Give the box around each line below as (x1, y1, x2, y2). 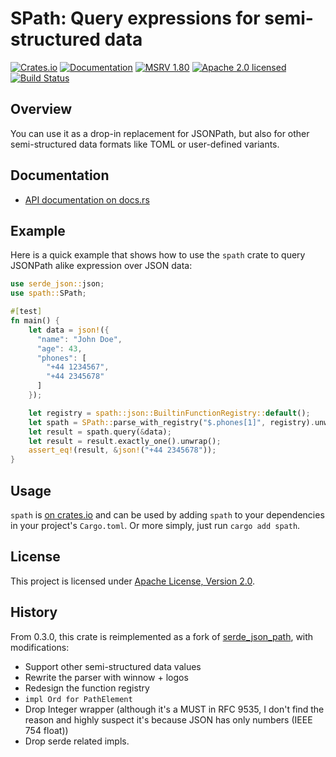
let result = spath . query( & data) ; (28, 427, 172, 437)
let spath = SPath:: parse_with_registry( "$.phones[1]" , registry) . (28, 417, 315, 427)
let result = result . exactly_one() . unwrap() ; (28, 436, 222, 446)
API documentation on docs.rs (24, 193, 150, 206)
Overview (10, 101, 73, 118)
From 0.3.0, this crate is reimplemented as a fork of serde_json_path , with (10, 630, 314, 642)
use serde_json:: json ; (10, 279, 105, 289)
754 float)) (24, 724, 69, 736)
